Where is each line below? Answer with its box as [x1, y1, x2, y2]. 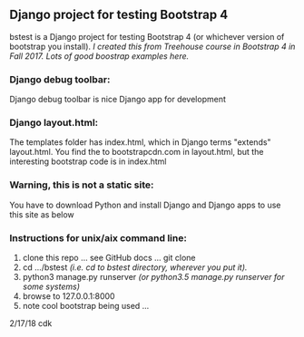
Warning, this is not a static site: [9, 178, 154, 191]
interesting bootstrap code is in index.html [9, 156, 167, 167]
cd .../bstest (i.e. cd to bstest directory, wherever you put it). [22, 262, 248, 273]
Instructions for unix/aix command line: [9, 231, 188, 244]
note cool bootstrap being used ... [22, 301, 150, 311]
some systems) [22, 281, 80, 292]
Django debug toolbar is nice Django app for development [9, 94, 227, 105]
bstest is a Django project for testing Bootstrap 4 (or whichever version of [9, 31, 285, 42]
